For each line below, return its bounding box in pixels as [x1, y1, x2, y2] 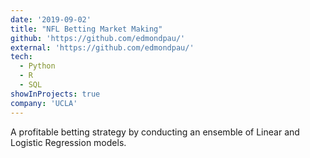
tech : [10, 52, 33, 62]
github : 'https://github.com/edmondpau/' [10, 33, 186, 43]
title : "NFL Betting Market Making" [10, 24, 163, 34]
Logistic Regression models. [10, 136, 127, 148]
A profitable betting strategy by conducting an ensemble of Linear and [10, 126, 300, 138]
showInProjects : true [10, 89, 101, 99]
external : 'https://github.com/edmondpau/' [10, 42, 195, 53]
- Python [19, 61, 56, 71]
